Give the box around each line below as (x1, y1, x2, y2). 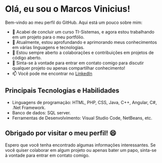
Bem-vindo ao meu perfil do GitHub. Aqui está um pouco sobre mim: (5, 19, 143, 25)
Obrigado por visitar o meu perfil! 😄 (5, 129, 117, 137)
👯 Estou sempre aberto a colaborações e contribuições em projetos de (12, 50, 154, 55)
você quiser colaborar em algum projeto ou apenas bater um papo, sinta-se (5, 147, 157, 153)
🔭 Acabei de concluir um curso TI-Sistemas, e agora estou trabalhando (12, 29, 155, 35)
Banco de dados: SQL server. (12, 109, 71, 115)
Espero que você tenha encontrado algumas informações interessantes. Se (5, 142, 156, 148)
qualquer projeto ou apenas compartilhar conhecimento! (12, 65, 126, 71)
